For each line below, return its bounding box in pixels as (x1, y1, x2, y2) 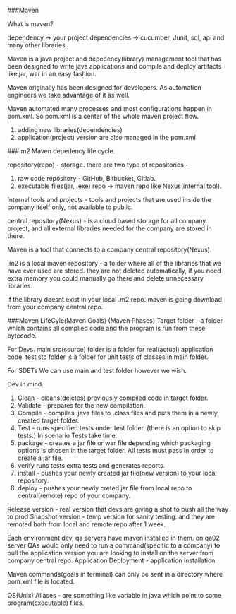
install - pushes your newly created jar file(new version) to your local (17, 469, 217, 477)
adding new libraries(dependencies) (17, 126, 123, 134)
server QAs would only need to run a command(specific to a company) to (7, 541, 221, 550)
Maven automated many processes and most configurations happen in (7, 105, 213, 112)
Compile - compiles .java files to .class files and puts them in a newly (17, 409, 218, 417)
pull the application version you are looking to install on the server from (7, 549, 214, 557)
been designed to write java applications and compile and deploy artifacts (7, 62, 222, 70)
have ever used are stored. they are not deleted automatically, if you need (7, 266, 221, 275)
